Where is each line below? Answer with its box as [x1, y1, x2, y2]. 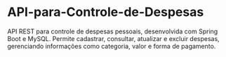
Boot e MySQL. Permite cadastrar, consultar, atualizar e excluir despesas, [7, 34, 220, 42]
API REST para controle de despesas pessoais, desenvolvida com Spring [7, 27, 218, 35]
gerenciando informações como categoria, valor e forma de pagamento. [7, 42, 216, 50]
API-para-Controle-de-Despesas [7, 4, 204, 20]
